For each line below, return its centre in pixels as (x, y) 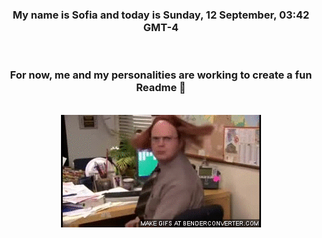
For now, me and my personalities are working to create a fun (161, 75)
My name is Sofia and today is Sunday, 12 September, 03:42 (161, 15)
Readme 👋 (161, 88)
